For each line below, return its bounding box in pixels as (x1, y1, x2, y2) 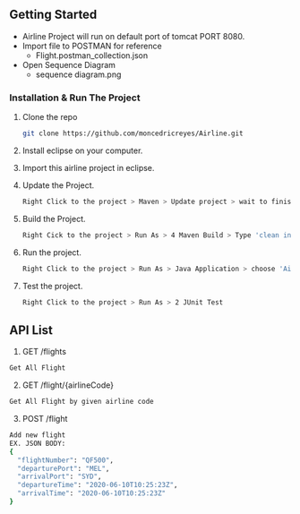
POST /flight (21, 414, 68, 424)
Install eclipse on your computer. (21, 145, 143, 156)
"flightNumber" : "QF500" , (17, 456, 115, 465)
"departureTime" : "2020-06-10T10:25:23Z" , (17, 481, 178, 490)
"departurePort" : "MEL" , (17, 464, 110, 473)
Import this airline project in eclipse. (21, 162, 155, 173)
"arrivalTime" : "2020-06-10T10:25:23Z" (17, 489, 167, 498)
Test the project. (21, 280, 83, 291)
